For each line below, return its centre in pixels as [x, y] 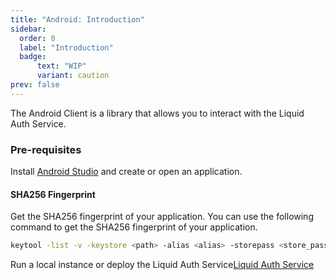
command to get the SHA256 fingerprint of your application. [134, 227]
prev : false [35, 85]
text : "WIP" [61, 66]
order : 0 [37, 38]
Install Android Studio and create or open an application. [126, 172]
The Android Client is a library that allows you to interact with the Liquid [157, 113]
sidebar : [28, 29]
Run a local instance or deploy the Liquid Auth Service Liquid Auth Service [162, 265]
